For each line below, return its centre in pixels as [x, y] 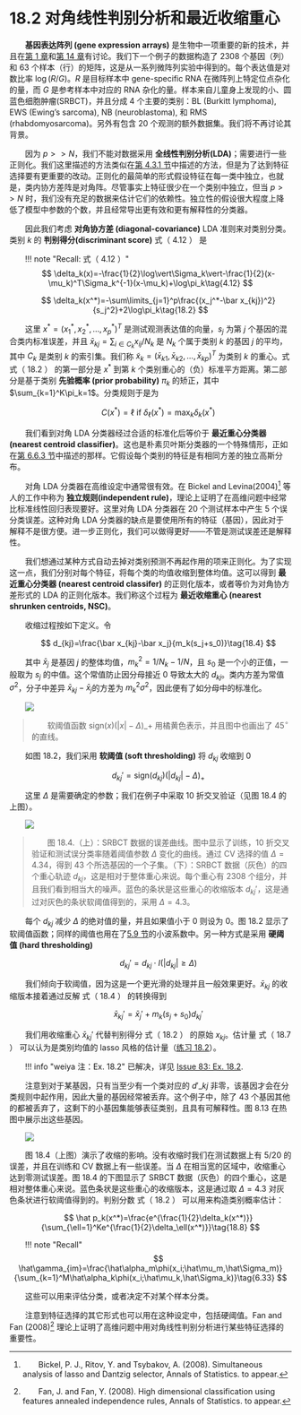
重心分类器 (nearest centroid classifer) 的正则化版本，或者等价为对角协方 [153, 583]
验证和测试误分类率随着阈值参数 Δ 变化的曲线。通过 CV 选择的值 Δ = [158, 854]
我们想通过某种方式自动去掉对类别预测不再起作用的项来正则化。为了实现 [159, 561]
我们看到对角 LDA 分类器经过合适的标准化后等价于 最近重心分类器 [146, 433]
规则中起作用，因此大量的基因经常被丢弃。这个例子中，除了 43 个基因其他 [154, 1097]
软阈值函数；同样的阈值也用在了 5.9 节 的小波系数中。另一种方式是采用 [138, 934]
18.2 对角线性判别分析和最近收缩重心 [145, 18]
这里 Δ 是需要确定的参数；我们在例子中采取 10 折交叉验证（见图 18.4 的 [156, 796]
